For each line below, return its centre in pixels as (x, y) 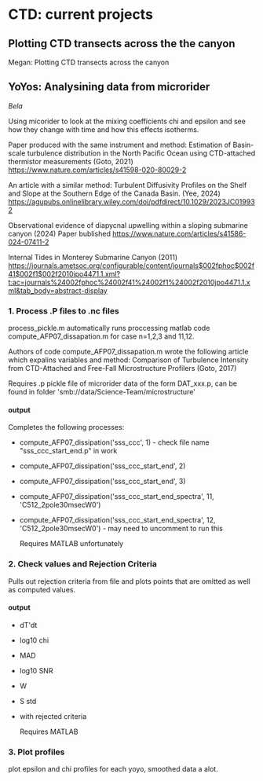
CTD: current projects (80, 15)
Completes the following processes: (66, 427)
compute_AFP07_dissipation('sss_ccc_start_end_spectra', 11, (117, 497)
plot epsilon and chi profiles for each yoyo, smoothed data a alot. (113, 769)
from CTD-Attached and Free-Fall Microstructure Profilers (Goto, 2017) (122, 368)
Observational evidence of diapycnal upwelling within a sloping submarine (128, 225)
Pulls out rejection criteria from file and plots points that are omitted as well (130, 581)
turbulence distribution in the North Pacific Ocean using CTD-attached (141, 153)
